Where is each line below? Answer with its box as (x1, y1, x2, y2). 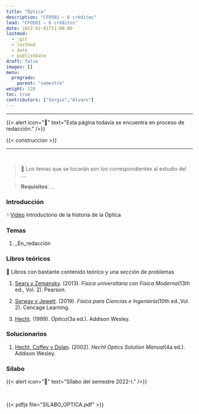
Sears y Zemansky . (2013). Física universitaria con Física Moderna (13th (14, 279, 190, 286)
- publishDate (11, 53, 46, 59)
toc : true (6, 91, 31, 97)
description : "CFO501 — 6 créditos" (6, 14, 97, 20)
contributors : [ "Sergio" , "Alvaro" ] (6, 97, 94, 103)
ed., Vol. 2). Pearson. (14, 286, 66, 293)
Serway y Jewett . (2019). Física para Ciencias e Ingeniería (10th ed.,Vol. (14, 297, 190, 304)
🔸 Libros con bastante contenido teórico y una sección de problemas (6, 268, 175, 275)
